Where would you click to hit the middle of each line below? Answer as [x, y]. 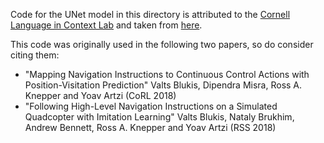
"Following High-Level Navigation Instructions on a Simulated [151, 106]
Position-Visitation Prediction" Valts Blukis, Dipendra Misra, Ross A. [163, 85]
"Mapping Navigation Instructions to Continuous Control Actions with [167, 74]
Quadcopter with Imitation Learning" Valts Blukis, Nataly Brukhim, [159, 117]
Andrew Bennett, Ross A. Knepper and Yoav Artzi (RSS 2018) [150, 127]
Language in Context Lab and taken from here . [106, 25]
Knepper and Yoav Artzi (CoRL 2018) [100, 95]
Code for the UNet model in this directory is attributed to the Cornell [150, 14]
